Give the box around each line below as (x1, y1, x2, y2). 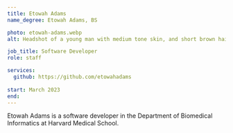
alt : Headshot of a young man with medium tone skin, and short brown (7, 35, 216, 42)
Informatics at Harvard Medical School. (7, 119, 119, 127)
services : (7, 67, 36, 74)
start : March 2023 (7, 86, 60, 94)
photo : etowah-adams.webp (7, 29, 82, 36)
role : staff (7, 55, 42, 62)
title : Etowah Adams (7, 10, 67, 17)
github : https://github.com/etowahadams (13, 73, 132, 80)
